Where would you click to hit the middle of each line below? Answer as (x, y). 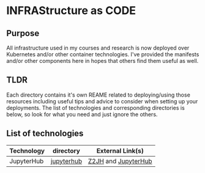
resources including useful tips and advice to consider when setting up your (102, 101)
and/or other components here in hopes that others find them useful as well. (102, 61)
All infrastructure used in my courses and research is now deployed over (98, 48)
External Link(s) (120, 150)
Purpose (23, 33)
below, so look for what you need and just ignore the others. (82, 114)
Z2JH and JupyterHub (120, 161)
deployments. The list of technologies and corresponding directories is (95, 108)
